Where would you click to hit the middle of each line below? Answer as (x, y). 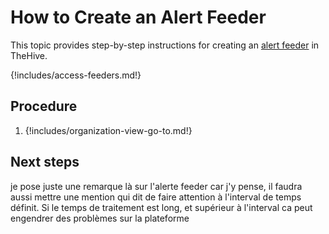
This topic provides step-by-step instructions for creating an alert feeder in (165, 45)
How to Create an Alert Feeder (138, 17)
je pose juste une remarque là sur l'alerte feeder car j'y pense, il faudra (156, 186)
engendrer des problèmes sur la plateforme (100, 218)
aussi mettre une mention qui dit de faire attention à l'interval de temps (156, 197)
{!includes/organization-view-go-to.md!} (108, 130)
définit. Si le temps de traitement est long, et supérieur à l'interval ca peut (161, 207)
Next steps (45, 162)
